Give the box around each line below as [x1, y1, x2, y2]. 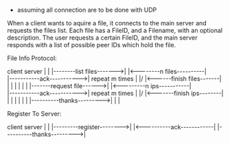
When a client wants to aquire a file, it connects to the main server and [7, 19, 207, 27]
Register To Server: [7, 109, 62, 118]
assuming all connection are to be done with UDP [16, 6, 157, 14]
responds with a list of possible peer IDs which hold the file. [7, 41, 176, 49]
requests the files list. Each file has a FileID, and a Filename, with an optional [7, 27, 223, 34]
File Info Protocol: [7, 54, 57, 62]
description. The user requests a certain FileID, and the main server [7, 34, 198, 42]
